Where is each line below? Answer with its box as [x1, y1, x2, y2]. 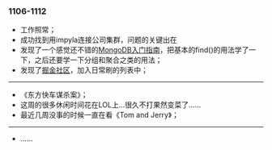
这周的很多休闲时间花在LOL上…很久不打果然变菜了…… [19, 100, 202, 110]
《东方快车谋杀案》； [19, 90, 88, 100]
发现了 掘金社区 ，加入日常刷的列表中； [19, 65, 148, 75]
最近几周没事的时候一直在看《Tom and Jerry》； [19, 110, 180, 120]
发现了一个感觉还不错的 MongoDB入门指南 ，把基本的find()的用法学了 [19, 45, 249, 55]
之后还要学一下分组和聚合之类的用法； [34, 55, 163, 65]
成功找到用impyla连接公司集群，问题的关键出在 [19, 35, 177, 45]
